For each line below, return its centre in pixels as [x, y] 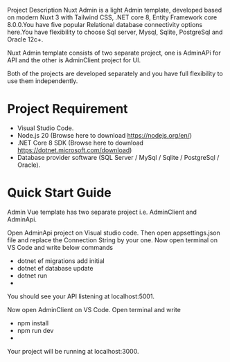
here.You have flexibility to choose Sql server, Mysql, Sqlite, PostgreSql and [115, 32]
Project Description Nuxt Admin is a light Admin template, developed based [115, 10]
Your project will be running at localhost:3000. [73, 351]
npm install [33, 323]
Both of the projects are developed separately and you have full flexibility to [115, 73]
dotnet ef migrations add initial [61, 261]
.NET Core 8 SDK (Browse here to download [80, 143]
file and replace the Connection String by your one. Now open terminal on [113, 240]
